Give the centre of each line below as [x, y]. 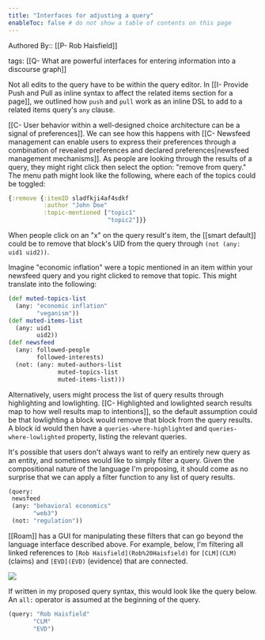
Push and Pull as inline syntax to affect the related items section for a [121, 92]
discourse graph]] [38, 69]
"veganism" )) [58, 313]
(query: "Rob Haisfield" [49, 614]
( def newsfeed [32, 343]
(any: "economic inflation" [62, 306]
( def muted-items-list [45, 321]
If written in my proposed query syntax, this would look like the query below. [132, 591]
